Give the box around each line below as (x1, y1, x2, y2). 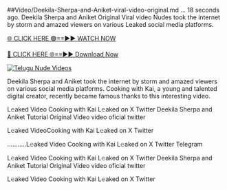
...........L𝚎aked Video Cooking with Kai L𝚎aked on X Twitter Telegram (7, 140, 203, 148)
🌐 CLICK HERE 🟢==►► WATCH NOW (7, 34, 116, 42)
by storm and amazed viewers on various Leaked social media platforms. (7, 21, 215, 28)
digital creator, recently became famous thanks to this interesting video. (7, 92, 211, 100)
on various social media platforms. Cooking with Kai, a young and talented (7, 85, 218, 92)
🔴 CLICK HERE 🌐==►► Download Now (7, 50, 119, 58)
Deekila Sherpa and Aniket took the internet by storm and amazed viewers (7, 77, 218, 85)
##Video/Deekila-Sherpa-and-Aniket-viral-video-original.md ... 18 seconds (7, 6, 220, 14)
